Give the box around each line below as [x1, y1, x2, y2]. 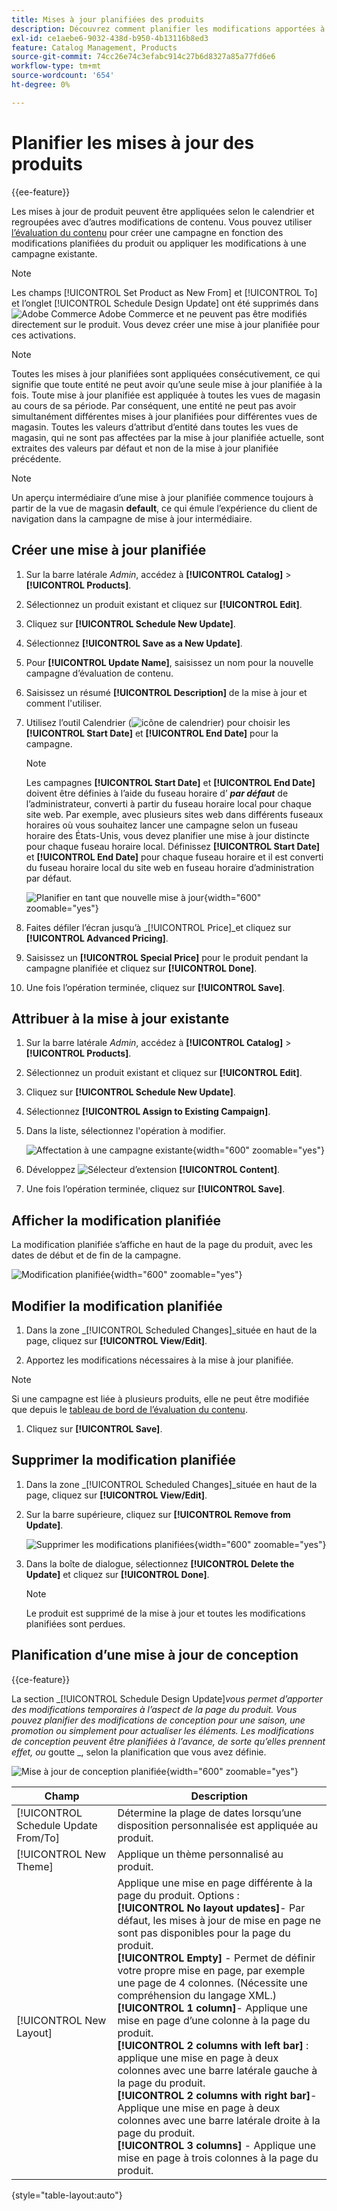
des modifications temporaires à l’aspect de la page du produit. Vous [11, 1703, 298, 1715]
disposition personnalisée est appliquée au [117, 1818, 319, 1832]
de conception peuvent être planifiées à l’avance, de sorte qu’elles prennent [11, 1735, 326, 1747]
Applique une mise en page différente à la [117, 1876, 313, 1890]
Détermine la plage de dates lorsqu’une [117, 1806, 302, 1820]
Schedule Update [16, 1818, 98, 1832]
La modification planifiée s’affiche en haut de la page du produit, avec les [11, 1239, 313, 1251]
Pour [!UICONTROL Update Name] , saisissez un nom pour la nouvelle [25, 656, 314, 668]
